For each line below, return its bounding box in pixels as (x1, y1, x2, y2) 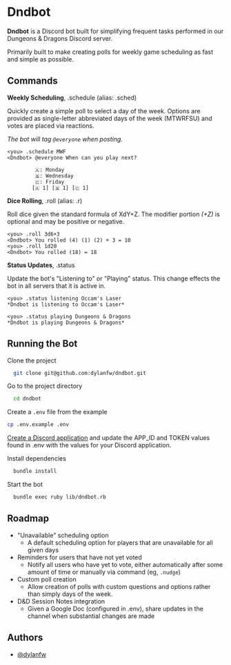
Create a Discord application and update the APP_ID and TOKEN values (7, 434, 210, 442)
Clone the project (7, 356, 57, 365)
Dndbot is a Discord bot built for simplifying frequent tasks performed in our (7, 27, 224, 35)
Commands (7, 75, 59, 87)
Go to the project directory (7, 382, 83, 390)
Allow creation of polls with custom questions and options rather (27, 582, 211, 590)
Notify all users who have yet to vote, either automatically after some (27, 560, 223, 568)
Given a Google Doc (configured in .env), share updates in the (27, 604, 204, 613)
